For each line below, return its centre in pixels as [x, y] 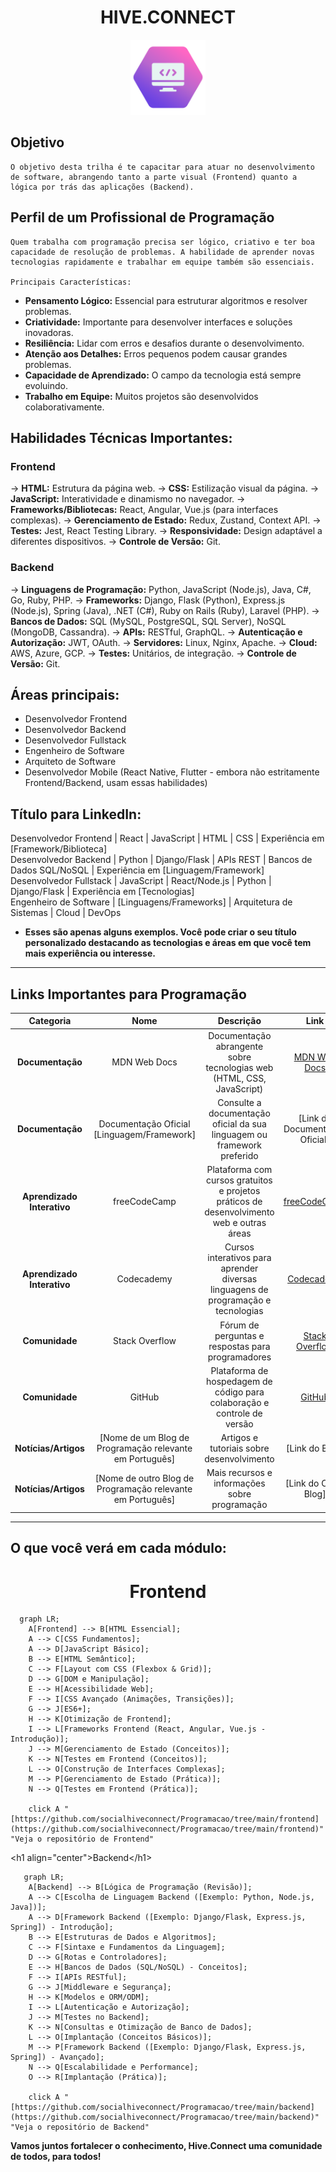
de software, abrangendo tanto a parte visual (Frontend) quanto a [154, 177]
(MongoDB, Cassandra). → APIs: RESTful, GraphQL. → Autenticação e [156, 632]
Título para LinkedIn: [76, 814]
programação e [240, 1300]
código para [239, 1392]
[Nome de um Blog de [144, 1438]
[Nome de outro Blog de [144, 1478]
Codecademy [144, 1279]
